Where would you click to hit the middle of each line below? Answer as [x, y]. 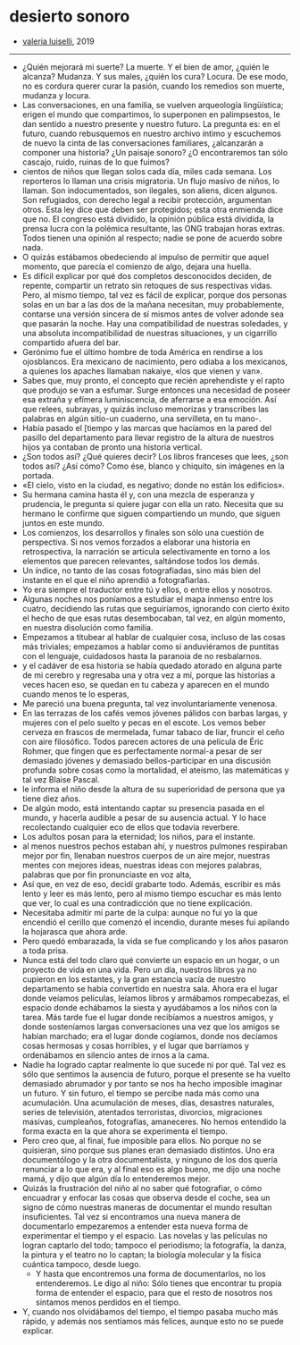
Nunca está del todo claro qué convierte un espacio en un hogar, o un [150, 960]
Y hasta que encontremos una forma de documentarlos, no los [150, 1273]
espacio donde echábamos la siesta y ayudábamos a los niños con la [150, 1007]
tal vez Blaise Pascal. [61, 779]
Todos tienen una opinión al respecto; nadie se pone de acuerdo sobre [152, 238]
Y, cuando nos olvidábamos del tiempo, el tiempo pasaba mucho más [150, 1311]
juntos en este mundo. [63, 523]
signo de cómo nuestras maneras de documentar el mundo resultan [147, 1207]
